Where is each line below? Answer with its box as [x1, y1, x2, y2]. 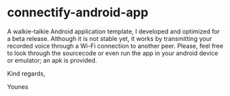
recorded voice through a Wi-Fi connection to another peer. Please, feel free [7, 42, 224, 50]
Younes [7, 82, 29, 91]
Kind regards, [7, 69, 46, 78]
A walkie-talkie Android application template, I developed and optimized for [7, 27, 220, 35]
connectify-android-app [7, 5, 149, 20]
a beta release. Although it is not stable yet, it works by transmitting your [7, 34, 212, 42]
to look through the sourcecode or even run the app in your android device [7, 49, 218, 57]
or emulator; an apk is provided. [7, 56, 97, 64]
